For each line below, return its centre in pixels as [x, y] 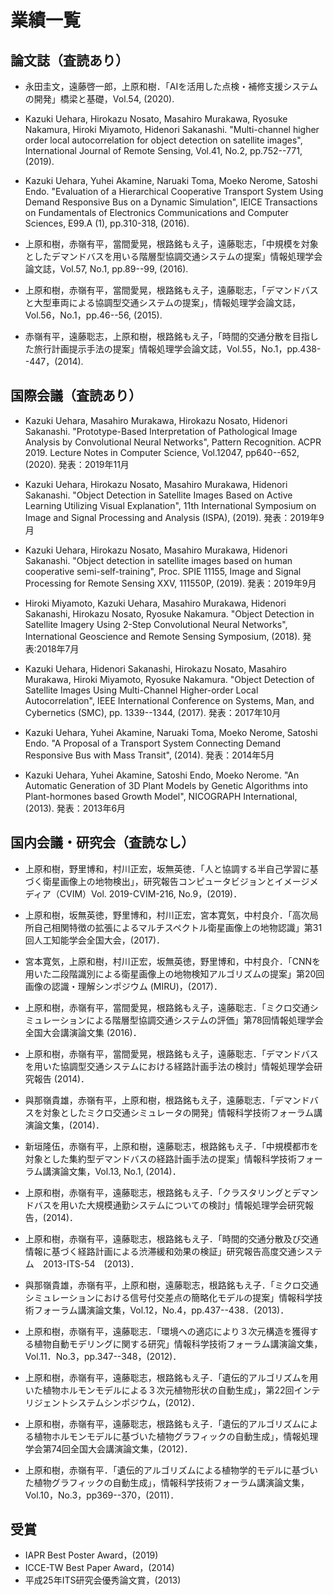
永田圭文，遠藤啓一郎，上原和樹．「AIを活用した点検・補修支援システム [171, 86]
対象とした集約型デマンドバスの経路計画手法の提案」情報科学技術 [160, 1158]
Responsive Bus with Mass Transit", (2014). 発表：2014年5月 [149, 755]
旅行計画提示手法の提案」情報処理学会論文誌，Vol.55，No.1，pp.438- [177, 349]
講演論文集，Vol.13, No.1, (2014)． [112, 1171]
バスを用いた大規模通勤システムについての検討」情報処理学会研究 [169, 1205]
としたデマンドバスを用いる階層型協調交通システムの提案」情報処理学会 [173, 256]
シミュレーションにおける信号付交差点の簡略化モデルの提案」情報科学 [169, 1297]
